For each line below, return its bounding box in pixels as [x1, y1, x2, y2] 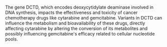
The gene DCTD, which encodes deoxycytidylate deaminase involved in [5, 4, 154, 10]
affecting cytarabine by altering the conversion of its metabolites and [5, 25, 148, 31]
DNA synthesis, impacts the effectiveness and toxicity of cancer [5, 9, 138, 15]
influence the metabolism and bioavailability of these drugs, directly [5, 20, 145, 26]
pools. [5, 36, 19, 42]
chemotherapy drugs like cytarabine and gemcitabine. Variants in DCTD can [5, 15, 162, 20]
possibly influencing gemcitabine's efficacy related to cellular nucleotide [5, 31, 155, 36]
